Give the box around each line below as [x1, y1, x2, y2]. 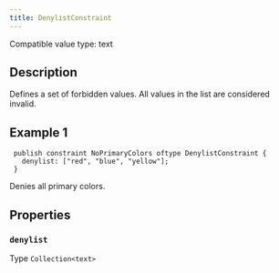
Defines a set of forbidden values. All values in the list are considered [9, 88, 271, 100]
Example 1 [9, 125, 68, 140]
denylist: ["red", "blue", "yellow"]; [21, 157, 170, 167]
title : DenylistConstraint [9, 13, 112, 23]
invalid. [9, 98, 36, 109]
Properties [9, 207, 71, 223]
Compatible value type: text [9, 38, 114, 49]
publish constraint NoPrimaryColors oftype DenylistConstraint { [13, 149, 267, 158]
